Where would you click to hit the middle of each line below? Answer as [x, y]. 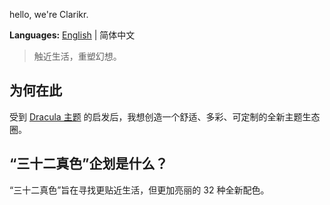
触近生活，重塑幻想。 [77, 56]
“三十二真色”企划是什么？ [89, 164]
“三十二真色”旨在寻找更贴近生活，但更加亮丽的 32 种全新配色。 [139, 190]
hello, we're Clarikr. [49, 14]
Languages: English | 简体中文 [72, 35]
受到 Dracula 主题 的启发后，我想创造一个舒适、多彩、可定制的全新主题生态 [165, 116]
